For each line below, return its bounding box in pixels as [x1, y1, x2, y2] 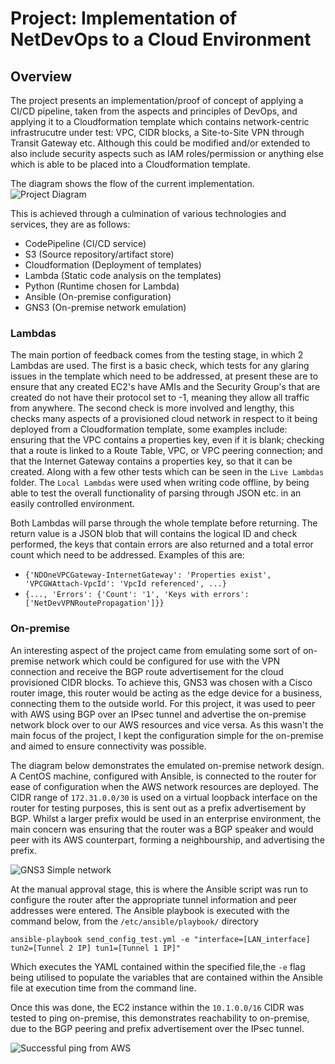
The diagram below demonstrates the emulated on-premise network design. [10, 759, 325, 771]
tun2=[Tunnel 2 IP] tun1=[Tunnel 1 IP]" [10, 943, 182, 953]
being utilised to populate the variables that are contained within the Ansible [10, 971, 323, 983]
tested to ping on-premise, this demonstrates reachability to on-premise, [10, 1012, 310, 1024]
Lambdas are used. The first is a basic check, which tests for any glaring [10, 360, 310, 372]
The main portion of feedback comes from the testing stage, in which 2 [10, 349, 304, 361]
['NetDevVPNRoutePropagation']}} [24, 598, 165, 609]
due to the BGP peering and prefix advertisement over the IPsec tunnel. [10, 1022, 305, 1034]
